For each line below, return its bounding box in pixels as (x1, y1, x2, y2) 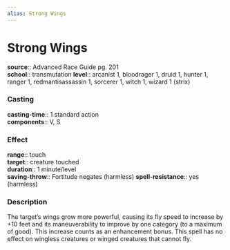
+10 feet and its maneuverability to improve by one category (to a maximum (7, 220, 222, 229)
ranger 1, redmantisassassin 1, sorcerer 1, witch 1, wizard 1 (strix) (7, 77, 191, 86)
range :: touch (7, 151, 46, 159)
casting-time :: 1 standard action (7, 110, 99, 118)
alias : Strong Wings (7, 10, 67, 17)
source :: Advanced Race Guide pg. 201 (7, 63, 119, 71)
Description (7, 198, 48, 207)
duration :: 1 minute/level (7, 165, 77, 173)
